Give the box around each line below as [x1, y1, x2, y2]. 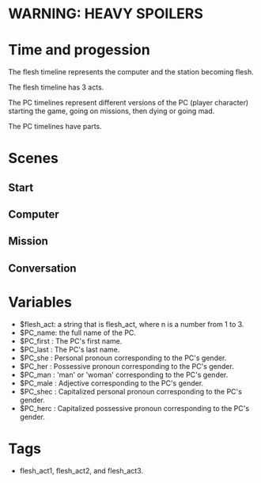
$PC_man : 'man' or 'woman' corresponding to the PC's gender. [19, 370, 229, 379]
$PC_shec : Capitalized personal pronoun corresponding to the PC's [19, 386, 243, 396]
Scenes [8, 150, 59, 167]
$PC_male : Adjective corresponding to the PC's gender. [19, 378, 204, 388]
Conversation [8, 261, 77, 275]
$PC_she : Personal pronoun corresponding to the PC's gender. [19, 353, 227, 363]
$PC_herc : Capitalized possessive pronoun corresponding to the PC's [19, 403, 250, 413]
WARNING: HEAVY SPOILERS [8, 5, 203, 23]
